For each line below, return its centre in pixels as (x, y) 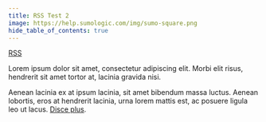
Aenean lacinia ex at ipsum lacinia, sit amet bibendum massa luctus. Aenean (133, 92)
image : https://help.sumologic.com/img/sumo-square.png (103, 23)
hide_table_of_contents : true (59, 30)
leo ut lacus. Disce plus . (47, 109)
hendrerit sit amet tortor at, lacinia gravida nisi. (85, 77)
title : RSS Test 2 (39, 16)
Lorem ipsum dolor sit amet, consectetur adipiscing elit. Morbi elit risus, (126, 69)
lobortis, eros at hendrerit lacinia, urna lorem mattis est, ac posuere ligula (128, 101)
